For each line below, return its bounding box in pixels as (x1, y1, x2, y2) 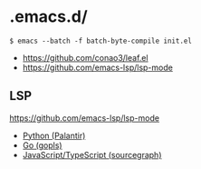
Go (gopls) (22, 139, 62, 151)
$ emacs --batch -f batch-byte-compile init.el (9, 36, 193, 45)
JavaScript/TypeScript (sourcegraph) (22, 149, 162, 160)
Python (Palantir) (22, 130, 86, 141)
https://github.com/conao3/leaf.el (22, 52, 148, 63)
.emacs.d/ (9, 6, 88, 27)
